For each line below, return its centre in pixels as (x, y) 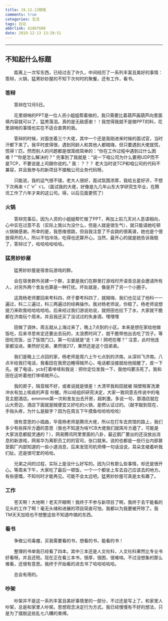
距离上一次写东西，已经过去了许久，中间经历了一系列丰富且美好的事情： (88, 72)
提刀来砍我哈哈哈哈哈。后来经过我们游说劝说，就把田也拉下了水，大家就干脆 (84, 310)
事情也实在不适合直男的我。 (51, 128)
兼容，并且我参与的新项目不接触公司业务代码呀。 (55, 170)
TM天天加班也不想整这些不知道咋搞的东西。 (50, 515)
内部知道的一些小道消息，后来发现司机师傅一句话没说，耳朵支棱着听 (88, 447)
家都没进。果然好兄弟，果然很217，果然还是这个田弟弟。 (63, 346)
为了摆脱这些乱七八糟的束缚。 (40, 613)
